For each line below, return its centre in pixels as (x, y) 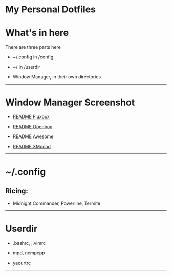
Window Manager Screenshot (70, 102)
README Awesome (33, 136)
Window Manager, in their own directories (57, 77)
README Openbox (32, 127)
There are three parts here (33, 47)
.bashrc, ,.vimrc (29, 243)
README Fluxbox (31, 117)
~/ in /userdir (26, 67)
